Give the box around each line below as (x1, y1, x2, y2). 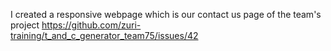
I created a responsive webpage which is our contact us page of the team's (10, 9, 322, 20)
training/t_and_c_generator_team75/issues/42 (10, 30, 199, 41)
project (10, 19, 40, 31)
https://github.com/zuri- (41, 19, 142, 31)
